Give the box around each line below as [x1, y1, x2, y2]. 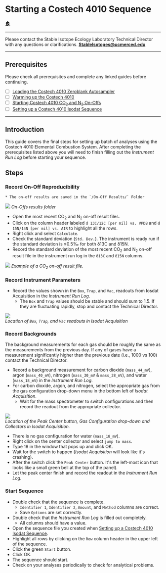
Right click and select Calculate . [12, 231, 79, 237]
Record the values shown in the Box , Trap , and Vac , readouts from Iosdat [12, 287, 159, 293]
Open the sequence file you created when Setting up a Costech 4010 [12, 525, 153, 531]
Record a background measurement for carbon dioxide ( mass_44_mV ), [12, 367, 152, 373]
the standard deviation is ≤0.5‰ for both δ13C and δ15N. [12, 241, 129, 247]
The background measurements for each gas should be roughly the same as [5, 341, 161, 347]
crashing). [12, 454, 33, 460]
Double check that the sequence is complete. [12, 499, 105, 505]
